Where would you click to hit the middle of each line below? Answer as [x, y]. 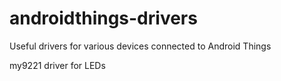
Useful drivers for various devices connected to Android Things [140, 46]
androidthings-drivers [103, 18]
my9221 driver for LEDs [57, 65]
